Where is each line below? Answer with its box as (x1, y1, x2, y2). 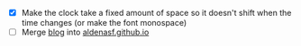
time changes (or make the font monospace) (21, 18, 187, 28)
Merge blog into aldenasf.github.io (21, 27, 150, 38)
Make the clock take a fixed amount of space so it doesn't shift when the (21, 8, 292, 18)
